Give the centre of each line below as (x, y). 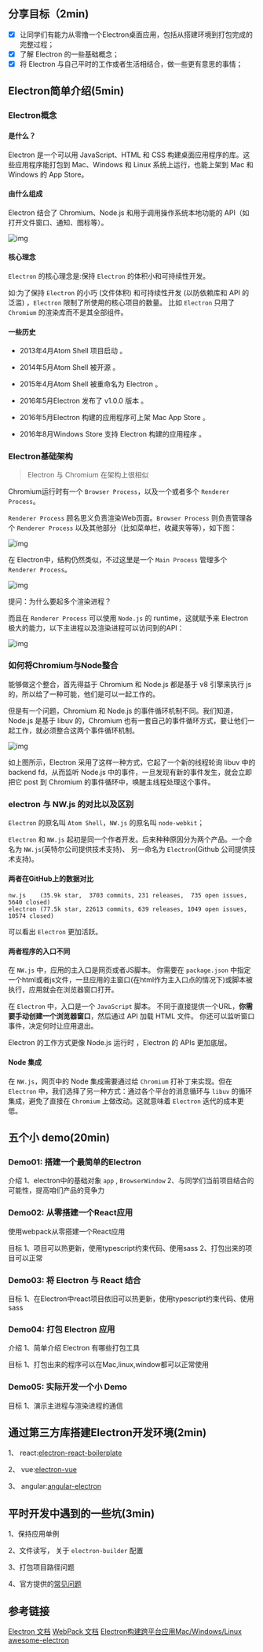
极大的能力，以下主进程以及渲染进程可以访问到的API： (96, 628)
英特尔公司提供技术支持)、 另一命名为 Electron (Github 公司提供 (146, 850)
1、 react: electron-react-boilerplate (65, 1453)
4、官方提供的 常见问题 (45, 1584)
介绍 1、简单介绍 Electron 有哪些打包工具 (74, 1348)
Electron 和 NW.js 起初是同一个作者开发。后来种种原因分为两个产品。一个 (127, 839)
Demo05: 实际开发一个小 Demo (68, 1387)
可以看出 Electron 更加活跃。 (55, 932)
